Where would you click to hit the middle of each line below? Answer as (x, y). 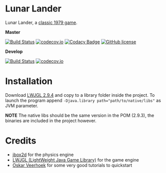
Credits (21, 141)
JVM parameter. (22, 106)
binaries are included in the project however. (51, 121)
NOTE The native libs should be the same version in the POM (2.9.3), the (80, 115)
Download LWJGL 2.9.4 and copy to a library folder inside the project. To (80, 95)
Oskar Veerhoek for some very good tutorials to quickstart (72, 165)
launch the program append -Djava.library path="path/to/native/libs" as (83, 100)
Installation (29, 82)
